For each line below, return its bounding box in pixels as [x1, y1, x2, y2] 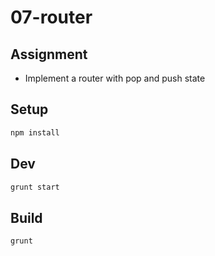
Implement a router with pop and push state [24, 72, 206, 84]
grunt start [10, 182, 60, 192]
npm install [10, 127, 60, 138]
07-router [10, 6, 93, 29]
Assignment [10, 46, 88, 63]
